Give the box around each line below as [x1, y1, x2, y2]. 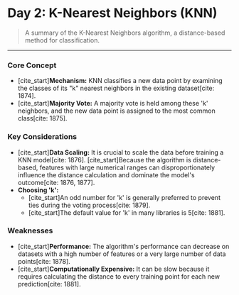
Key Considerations [7, 132, 78, 142]
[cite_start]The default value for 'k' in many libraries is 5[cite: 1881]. [28, 208, 225, 217]
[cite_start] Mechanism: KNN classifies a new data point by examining [17, 77, 223, 85]
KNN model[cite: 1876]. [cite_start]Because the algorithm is [17, 155, 192, 164]
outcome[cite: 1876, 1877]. [17, 178, 95, 187]
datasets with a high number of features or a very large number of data [17, 250, 226, 258]
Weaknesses [7, 226, 53, 235]
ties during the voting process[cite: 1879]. [28, 201, 151, 209]
